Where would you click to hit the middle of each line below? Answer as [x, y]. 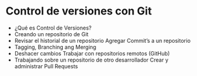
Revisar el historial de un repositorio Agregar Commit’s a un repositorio [102, 40]
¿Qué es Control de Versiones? [53, 28]
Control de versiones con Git [79, 11]
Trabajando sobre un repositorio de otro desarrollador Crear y [91, 60]
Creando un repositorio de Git [51, 34]
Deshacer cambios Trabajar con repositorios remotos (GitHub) [92, 53]
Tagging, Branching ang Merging [55, 47]
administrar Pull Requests [46, 66]
